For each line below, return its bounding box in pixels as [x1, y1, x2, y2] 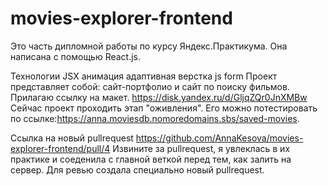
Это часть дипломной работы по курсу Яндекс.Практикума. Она [10, 40, 288, 52]
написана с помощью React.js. [10, 50, 142, 62]
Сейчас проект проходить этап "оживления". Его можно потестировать [10, 102, 318, 114]
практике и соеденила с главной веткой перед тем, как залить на [10, 153, 292, 165]
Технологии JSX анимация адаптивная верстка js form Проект [10, 70, 278, 82]
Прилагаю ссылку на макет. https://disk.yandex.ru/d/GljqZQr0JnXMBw [10, 91, 308, 103]
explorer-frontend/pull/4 [10, 142, 111, 154]
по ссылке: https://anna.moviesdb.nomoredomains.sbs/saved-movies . [10, 112, 300, 124]
